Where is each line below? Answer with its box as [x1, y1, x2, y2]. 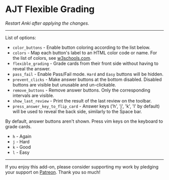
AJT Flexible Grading [5, 4, 95, 15]
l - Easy [12, 149, 30, 155]
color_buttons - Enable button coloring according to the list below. [12, 44, 151, 50]
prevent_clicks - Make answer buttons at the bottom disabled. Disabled [12, 76, 162, 82]
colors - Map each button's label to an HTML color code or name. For [12, 49, 157, 56]
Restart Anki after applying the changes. [5, 20, 90, 26]
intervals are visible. [12, 92, 54, 99]
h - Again [12, 133, 32, 139]
